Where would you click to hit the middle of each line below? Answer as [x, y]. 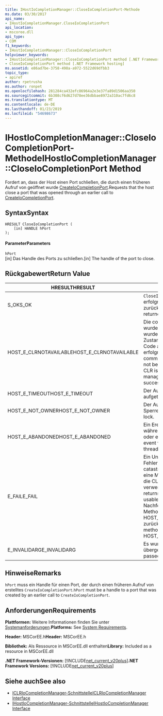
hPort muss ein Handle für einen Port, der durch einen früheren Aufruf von [80, 585]
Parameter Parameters [28, 243]
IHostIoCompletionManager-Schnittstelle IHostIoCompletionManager [80, 703]
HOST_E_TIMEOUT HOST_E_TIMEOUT [50, 394]
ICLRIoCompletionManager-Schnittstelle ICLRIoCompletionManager [79, 693]
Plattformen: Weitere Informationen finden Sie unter [57, 622]
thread [151, 449]
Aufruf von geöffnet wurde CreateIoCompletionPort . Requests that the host [80, 187]
